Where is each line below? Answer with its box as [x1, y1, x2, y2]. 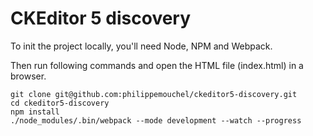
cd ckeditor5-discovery [10, 98, 110, 108]
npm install [10, 107, 60, 117]
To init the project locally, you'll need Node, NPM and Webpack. [10, 40, 273, 52]
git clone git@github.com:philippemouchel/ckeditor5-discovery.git [10, 89, 298, 99]
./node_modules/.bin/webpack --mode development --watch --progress [10, 115, 302, 126]
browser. [10, 70, 47, 82]
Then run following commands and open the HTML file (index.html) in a [10, 59, 304, 71]
